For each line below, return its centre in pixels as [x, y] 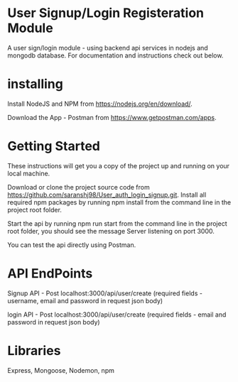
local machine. [29, 173]
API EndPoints [50, 273]
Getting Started [54, 146]
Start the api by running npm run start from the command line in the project [117, 223]
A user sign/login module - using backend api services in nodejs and [108, 48]
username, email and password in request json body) [85, 300]
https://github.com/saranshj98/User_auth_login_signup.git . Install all [107, 195]
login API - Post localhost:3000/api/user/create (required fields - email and [117, 315]
